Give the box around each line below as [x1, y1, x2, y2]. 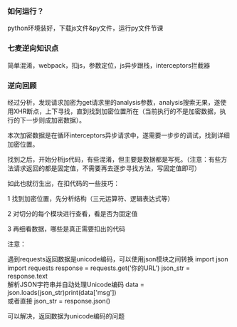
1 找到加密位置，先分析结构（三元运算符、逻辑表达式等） [7, 194, 174, 202]
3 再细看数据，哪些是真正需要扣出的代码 [7, 224, 126, 233]
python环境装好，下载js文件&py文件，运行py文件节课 [7, 24, 164, 33]
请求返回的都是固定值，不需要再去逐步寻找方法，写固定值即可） [13, 164, 201, 172]
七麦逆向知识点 [7, 43, 59, 53]
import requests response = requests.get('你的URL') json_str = [7, 264, 191, 272]
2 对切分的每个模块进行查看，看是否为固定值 [7, 209, 138, 218]
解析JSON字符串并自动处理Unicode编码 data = [7, 280, 144, 289]
